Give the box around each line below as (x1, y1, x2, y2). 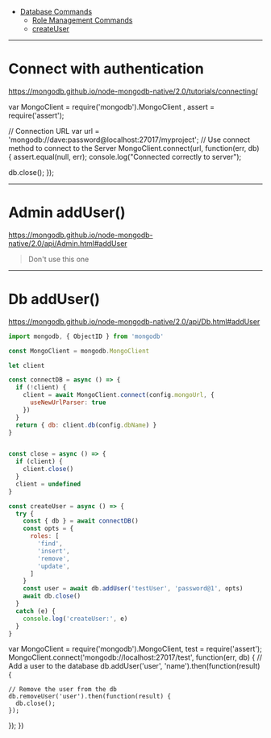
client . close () (23, 465, 74, 473)
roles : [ (29, 532, 60, 540)
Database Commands (19, 7, 93, 16)
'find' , (37, 540, 63, 548)
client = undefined (15, 480, 81, 488)
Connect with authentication (8, 60, 204, 78)
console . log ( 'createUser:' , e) (23, 615, 128, 623)
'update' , (37, 562, 70, 570)
